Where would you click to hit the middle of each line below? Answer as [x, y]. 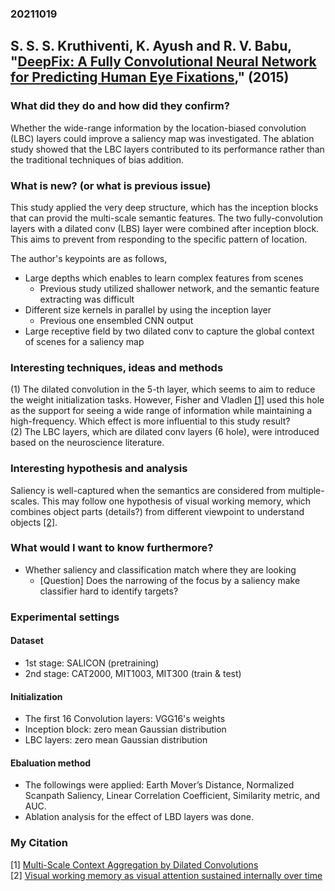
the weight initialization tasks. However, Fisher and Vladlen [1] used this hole [167, 400]
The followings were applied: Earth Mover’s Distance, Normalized [159, 785]
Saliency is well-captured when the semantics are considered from [148, 490]
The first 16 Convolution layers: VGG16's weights [125, 719]
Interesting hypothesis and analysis [99, 469]
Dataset [27, 641]
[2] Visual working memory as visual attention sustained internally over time [166, 875]
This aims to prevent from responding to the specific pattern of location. [159, 239]
